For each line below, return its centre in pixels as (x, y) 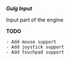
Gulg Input (19, 9)
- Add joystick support (35, 47)
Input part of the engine (35, 20)
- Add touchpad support (35, 52)
